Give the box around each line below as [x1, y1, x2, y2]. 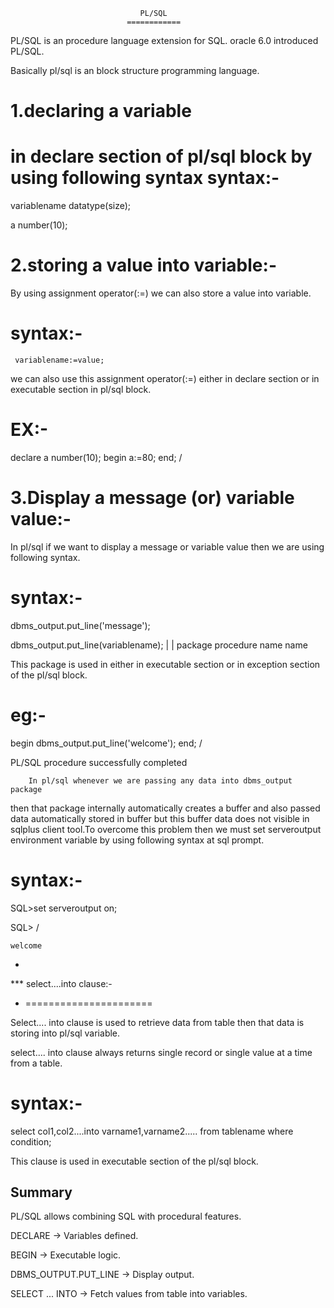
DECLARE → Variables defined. [10, 1230, 139, 1242]
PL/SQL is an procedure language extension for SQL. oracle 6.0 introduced [10, 35, 319, 46]
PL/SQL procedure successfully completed [10, 756, 188, 768]
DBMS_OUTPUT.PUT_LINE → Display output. [10, 1269, 195, 1281]
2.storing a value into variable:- [10, 254, 277, 277]
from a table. [10, 1057, 63, 1069]
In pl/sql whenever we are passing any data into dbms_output [28, 775, 293, 786]
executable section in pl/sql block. [10, 384, 152, 395]
